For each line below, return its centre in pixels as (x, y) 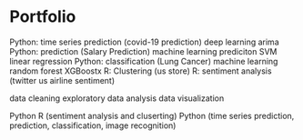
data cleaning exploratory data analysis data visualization (117, 98)
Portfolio (43, 17)
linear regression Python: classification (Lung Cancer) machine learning (144, 61)
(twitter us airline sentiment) (62, 80)
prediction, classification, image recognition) (93, 125)
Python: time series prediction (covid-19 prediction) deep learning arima (144, 42)
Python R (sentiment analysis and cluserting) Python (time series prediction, (152, 115)
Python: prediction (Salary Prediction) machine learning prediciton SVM (143, 51)
